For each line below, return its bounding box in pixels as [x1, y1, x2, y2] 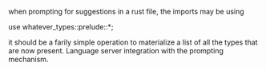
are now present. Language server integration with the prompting [8, 46, 224, 55]
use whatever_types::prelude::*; [8, 22, 114, 31]
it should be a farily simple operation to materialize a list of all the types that [8, 37, 258, 47]
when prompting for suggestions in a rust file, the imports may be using [8, 7, 244, 16]
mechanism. [8, 55, 49, 64]
